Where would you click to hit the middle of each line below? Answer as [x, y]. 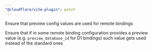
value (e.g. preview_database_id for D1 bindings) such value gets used [76, 38]
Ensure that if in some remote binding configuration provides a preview [76, 33]
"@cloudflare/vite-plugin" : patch [40, 9]
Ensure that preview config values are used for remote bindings [69, 23]
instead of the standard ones [34, 43]
